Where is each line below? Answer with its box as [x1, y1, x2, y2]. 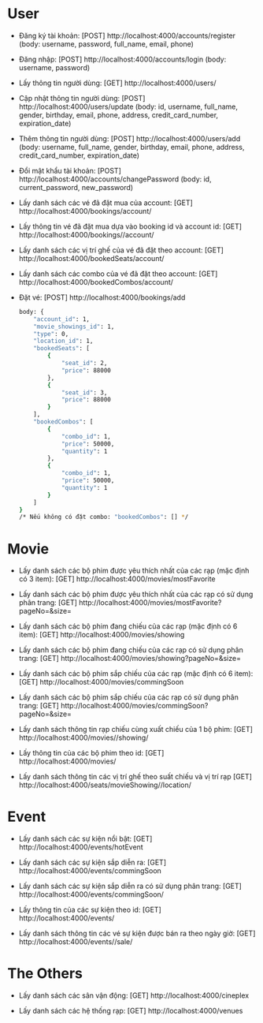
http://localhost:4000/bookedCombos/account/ [18, 277, 174, 286]
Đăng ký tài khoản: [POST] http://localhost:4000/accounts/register [18, 31, 236, 40]
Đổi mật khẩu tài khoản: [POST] [18, 166, 121, 175]
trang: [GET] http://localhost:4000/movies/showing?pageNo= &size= [18, 654, 242, 663]
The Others [7, 965, 83, 983]
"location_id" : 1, [33, 337, 94, 345]
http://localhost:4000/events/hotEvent [18, 842, 143, 852]
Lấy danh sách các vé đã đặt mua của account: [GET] [18, 198, 194, 207]
